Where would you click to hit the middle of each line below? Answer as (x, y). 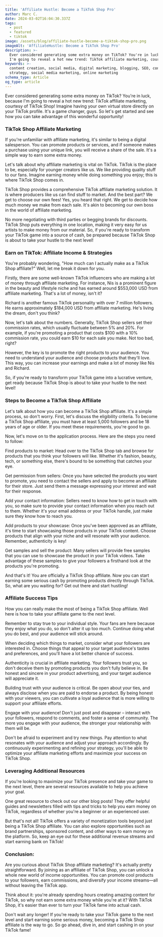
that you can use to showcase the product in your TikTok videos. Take (75, 555)
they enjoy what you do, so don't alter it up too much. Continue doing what (80, 628)
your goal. (15, 792)
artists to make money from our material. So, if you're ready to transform (78, 230)
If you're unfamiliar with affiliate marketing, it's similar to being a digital (76, 140)
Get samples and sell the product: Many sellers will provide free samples (78, 550)
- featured (20, 32)
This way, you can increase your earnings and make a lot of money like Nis (80, 363)
